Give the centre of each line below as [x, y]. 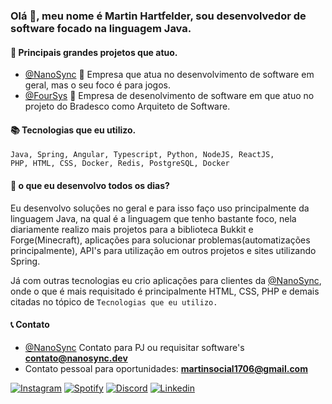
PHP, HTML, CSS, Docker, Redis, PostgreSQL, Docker [120, 164]
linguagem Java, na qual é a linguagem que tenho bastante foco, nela [153, 218]
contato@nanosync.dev [76, 358]
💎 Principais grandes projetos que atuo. [94, 52]
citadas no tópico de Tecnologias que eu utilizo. [114, 301]
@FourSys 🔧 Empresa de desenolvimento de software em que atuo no [169, 96]
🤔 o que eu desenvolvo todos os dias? [90, 185]
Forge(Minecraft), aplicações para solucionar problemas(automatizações [160, 240]
